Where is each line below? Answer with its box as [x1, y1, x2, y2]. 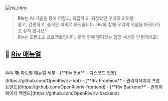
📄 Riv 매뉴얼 [5, 50, 41, 59]
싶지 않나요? [23, 28, 47, 34]
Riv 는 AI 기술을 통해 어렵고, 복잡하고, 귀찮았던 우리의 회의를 [17, 15, 134, 21]
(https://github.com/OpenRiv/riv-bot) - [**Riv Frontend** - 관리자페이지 [5, 77, 151, 83]
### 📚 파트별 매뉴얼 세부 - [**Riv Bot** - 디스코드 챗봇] [5, 69, 117, 75]
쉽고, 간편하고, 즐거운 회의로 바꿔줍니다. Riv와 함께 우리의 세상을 [17, 22, 143, 27]
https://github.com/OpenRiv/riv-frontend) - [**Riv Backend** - [20, 83, 149, 90]
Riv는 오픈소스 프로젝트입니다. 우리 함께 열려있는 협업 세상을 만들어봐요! [17, 34, 158, 40]
